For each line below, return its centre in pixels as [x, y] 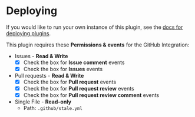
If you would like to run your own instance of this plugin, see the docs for [95, 27]
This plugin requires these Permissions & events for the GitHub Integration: [98, 45]
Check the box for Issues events [63, 69]
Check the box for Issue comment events [74, 62]
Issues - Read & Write [41, 56]
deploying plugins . [29, 33]
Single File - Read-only [43, 102]
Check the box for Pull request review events [79, 89]
